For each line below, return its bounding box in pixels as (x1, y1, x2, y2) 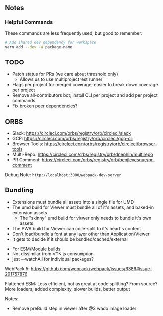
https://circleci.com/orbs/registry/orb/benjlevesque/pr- (41, 157, 155, 163)
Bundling (5, 186, 34, 194)
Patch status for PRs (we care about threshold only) (12, 71, 118, 77)
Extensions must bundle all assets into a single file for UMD (12, 199, 134, 205)
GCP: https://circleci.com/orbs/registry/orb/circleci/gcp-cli (12, 136, 133, 142)
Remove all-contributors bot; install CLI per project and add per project (12, 92, 158, 98)
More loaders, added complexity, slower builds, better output (5, 286, 130, 292)
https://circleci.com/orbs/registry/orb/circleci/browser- (44, 141, 157, 147)
